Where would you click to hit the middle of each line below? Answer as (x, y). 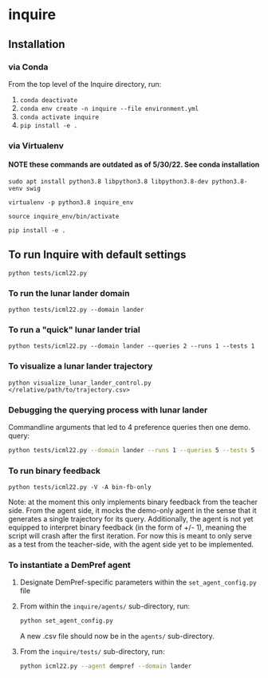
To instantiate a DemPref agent (70, 566)
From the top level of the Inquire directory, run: (85, 84)
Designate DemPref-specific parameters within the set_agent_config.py (138, 582)
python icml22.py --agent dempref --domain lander (106, 666)
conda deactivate (49, 100)
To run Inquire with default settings (97, 255)
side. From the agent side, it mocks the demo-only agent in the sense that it (132, 510)
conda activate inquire (59, 117)
